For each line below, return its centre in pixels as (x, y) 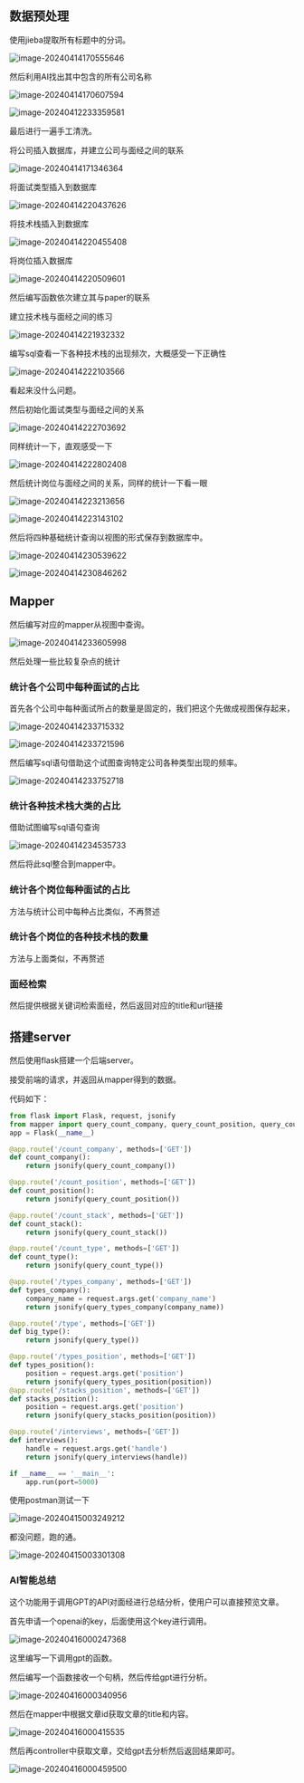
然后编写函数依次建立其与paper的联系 (80, 297)
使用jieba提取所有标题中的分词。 (70, 40)
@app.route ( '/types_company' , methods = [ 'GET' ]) (101, 1282)
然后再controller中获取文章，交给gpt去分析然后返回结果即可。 (124, 1750)
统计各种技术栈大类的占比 (65, 806)
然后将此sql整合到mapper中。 (65, 864)
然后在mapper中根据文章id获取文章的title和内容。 (101, 1713)
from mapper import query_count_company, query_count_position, (133, 1124)
